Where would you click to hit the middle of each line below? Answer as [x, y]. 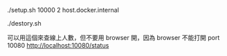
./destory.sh [24, 23]
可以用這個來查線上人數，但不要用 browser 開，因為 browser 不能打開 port [113, 38]
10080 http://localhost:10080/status [58, 45]
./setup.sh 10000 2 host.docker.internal [63, 10]
